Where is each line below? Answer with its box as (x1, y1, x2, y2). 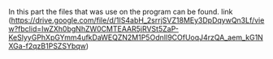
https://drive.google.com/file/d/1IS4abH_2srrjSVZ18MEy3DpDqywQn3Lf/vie (11, 15, 265, 25)
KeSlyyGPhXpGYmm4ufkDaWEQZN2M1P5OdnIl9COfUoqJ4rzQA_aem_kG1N (8, 32, 264, 42)
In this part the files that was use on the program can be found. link (8, 7, 233, 16)
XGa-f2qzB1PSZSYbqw (8, 41, 87, 51)
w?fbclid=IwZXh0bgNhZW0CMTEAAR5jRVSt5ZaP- (8, 24, 179, 33)
